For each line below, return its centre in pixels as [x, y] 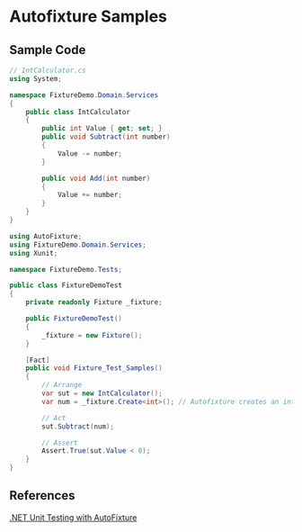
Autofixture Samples [89, 17]
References [42, 496]
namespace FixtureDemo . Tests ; [66, 269]
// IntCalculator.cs [48, 70]
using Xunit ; [34, 253]
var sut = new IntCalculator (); [102, 393]
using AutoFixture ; [46, 236]
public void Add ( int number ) [96, 178]
